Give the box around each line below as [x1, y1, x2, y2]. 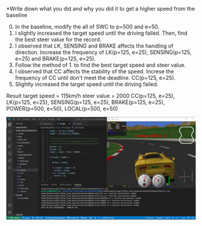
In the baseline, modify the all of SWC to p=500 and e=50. [14, 23, 160, 30]
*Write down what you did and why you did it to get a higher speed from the [6, 5, 195, 12]
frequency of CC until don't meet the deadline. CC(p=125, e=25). [14, 75, 176, 81]
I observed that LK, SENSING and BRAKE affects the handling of [14, 42, 174, 49]
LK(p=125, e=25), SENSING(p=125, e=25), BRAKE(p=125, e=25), [6, 99, 165, 106]
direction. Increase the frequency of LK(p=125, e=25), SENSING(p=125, [14, 49, 192, 56]
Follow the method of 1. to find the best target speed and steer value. [14, 61, 186, 69]
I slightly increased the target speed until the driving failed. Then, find [14, 29, 188, 37]
